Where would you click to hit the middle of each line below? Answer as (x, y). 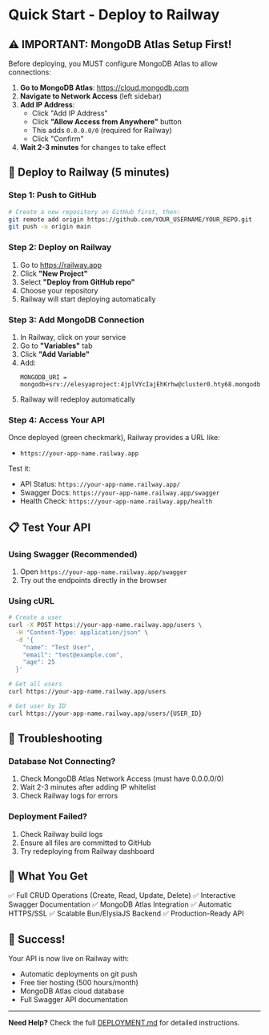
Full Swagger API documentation (74, 1000)
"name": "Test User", (58, 647)
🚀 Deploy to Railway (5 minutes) (89, 173)
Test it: (20, 469)
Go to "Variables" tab (56, 346)
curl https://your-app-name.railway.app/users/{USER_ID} (105, 714)
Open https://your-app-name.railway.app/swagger (103, 572)
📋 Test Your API (50, 527)
